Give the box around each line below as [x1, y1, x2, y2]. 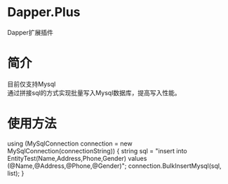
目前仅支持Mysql [7, 80, 56, 88]
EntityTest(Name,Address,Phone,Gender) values [7, 154, 147, 162]
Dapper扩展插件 [7, 28, 54, 36]
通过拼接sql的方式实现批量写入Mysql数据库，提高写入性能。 [7, 88, 181, 97]
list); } [7, 169, 25, 177]
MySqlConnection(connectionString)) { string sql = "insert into [7, 146, 187, 155]
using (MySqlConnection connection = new [7, 139, 133, 148]
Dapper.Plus [7, 4, 81, 20]
